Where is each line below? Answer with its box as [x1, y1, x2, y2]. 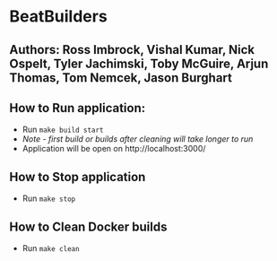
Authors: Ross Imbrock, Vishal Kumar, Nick [9, 42, 255, 57]
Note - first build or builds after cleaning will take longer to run [22, 134, 254, 144]
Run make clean [22, 243, 80, 254]
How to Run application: [9, 100, 146, 116]
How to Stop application [9, 169, 146, 185]
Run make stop [22, 193, 76, 204]
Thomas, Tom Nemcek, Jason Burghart [9, 70, 233, 85]
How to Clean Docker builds [9, 219, 168, 234]
